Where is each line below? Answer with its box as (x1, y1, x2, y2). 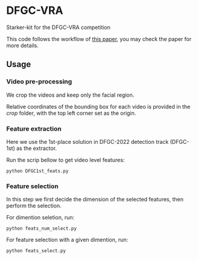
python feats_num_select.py (6, 226, 77, 232)
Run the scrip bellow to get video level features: (6, 156, 125, 163)
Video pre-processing (6, 77, 72, 86)
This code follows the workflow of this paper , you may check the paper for (6, 35, 192, 42)
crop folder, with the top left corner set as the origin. (6, 109, 136, 117)
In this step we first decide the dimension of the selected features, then (6, 196, 184, 203)
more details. (6, 42, 39, 49)
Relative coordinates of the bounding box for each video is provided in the (6, 103, 191, 110)
